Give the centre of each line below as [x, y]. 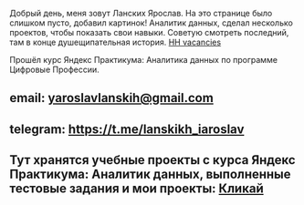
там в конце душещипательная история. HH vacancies [115, 42]
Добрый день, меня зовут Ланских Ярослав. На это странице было [141, 13]
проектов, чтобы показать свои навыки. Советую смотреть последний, [149, 32]
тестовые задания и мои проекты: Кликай [136, 189]
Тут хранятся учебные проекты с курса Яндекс [152, 160]
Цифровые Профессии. [55, 69]
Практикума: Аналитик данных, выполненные [150, 174]
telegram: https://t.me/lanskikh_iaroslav [127, 129]
